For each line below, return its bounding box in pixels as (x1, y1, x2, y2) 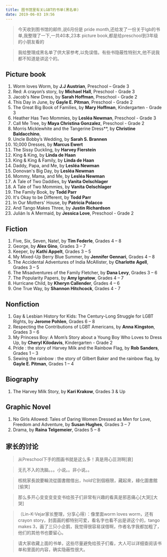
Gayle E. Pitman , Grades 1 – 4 (12, 360, 74, 366)
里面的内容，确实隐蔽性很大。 (26, 547, 88, 553)
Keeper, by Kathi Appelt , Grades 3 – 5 (12, 248, 91, 254)
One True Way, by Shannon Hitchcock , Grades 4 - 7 (12, 286, 121, 292)
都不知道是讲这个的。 (17, 55, 62, 61)
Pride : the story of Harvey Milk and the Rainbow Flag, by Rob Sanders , (12, 344, 160, 351)
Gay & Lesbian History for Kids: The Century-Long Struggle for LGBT (12, 313, 154, 319)
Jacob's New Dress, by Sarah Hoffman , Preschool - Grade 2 (12, 94, 138, 100)
